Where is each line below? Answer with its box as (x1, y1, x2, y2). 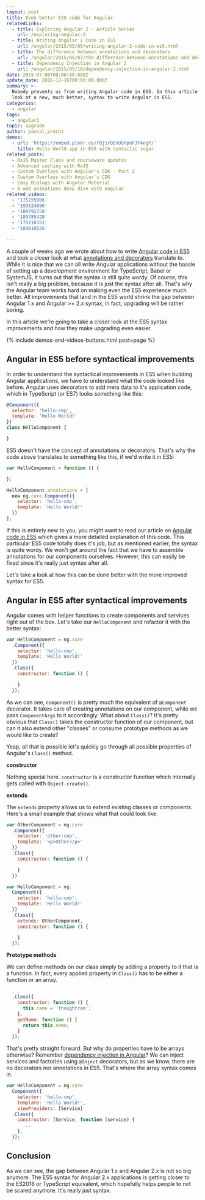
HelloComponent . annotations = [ (6, 487, 88, 493)
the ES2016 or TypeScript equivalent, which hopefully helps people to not (6, 1180, 191, 1187)
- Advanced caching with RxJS (12, 163, 88, 169)
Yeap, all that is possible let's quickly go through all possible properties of (6, 742, 192, 750)
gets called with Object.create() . (6, 779, 90, 787)
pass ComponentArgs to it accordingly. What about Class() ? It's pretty (6, 711, 179, 719)
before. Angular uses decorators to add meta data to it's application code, (6, 383, 192, 391)
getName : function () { (17, 1016, 78, 1023)
